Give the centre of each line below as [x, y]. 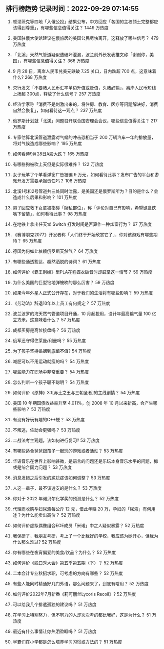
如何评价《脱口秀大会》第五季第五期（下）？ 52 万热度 [68, 563]
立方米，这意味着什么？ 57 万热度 [46, 319]
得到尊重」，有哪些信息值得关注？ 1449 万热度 [63, 27]
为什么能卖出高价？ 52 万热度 [51, 515]
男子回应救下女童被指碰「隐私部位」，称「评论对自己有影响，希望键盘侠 [84, 208]
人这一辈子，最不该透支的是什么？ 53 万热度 [57, 488]
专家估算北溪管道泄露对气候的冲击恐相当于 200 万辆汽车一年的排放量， [84, 137]
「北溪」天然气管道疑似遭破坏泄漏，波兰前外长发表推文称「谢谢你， [81, 54]
